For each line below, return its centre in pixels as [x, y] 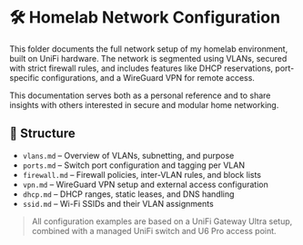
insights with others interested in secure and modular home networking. [144, 104]
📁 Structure [42, 134]
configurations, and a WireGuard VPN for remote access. [148, 77]
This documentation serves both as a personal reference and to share [140, 95]
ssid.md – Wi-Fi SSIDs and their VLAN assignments [118, 203]
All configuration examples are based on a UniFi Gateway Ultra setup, [162, 221]
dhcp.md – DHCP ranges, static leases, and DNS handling [128, 194]
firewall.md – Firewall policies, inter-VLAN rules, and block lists [142, 174]
